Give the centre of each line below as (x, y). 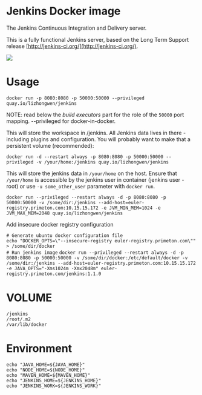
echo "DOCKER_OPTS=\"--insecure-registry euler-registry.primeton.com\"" (101, 241)
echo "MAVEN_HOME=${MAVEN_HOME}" (48, 375)
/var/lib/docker (27, 324)
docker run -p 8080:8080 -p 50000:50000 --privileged (76, 98)
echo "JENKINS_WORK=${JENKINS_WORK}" (54, 386)
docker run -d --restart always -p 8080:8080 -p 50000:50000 (85, 157)
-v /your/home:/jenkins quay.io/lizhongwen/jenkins (103, 162)
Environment (39, 348)
